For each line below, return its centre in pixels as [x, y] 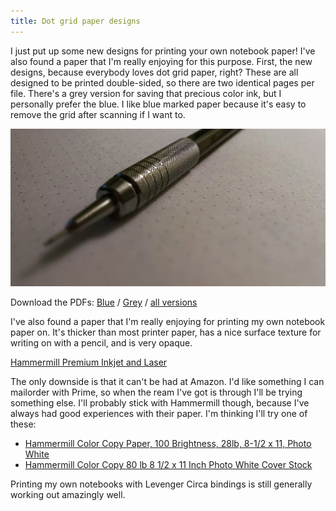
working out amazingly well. [68, 495]
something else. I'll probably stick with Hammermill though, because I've [160, 403]
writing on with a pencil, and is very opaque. [101, 343]
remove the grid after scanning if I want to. [98, 114]
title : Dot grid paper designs [75, 21]
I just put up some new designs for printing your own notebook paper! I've [163, 51]
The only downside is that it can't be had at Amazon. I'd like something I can [167, 382]
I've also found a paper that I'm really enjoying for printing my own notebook [168, 322]
